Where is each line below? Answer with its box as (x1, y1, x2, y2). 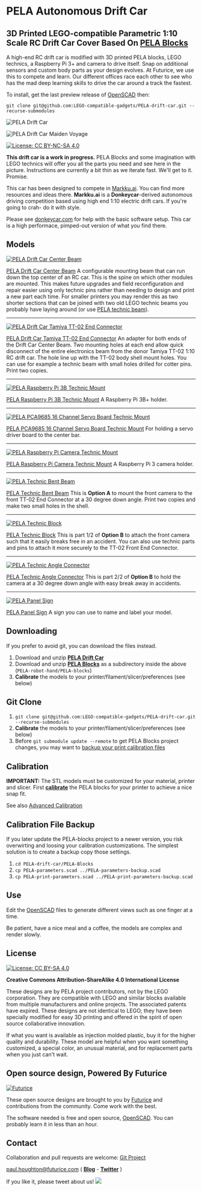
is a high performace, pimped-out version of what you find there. (6, 222, 167, 229)
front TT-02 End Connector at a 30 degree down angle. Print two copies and (6, 496, 195, 503)
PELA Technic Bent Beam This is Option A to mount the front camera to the (6, 489, 192, 496)
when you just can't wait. (6, 1050, 69, 1058)
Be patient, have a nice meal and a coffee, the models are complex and (6, 924, 182, 931)
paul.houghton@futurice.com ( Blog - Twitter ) (6, 1166, 122, 1173)
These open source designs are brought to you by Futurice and (6, 1096, 163, 1103)
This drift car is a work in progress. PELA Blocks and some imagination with (6, 154, 196, 161)
